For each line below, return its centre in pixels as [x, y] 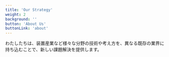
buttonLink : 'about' [27, 28]
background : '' [21, 19]
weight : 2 [16, 14]
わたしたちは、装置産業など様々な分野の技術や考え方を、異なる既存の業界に [85, 43]
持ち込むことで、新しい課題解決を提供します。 [53, 49]
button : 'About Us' [26, 24]
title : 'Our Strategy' [29, 10]
